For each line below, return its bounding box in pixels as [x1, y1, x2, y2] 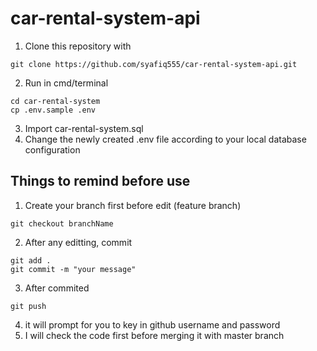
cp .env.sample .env [10, 105, 97, 115]
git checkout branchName [10, 218, 114, 229]
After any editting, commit [24, 236, 133, 248]
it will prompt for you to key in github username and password [24, 318, 281, 331]
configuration [24, 143, 81, 156]
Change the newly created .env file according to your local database [24, 133, 307, 145]
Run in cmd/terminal [24, 77, 109, 89]
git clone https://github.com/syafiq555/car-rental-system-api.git [10, 59, 298, 69]
